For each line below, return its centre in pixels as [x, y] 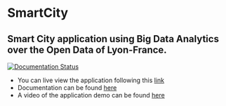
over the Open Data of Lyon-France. [87, 49]
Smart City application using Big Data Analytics [113, 39]
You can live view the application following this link [91, 80]
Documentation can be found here [67, 88]
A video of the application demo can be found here [91, 95]
